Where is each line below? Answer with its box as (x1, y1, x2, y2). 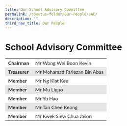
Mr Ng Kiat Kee (35, 78, 69, 84)
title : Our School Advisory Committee (5, 7, 84, 12)
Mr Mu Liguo (35, 86, 63, 93)
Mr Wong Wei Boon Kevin (35, 60, 92, 66)
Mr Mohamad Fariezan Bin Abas (35, 69, 104, 75)
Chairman (8, 60, 29, 66)
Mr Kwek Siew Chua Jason (35, 113, 92, 120)
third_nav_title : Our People (5, 21, 65, 26)
